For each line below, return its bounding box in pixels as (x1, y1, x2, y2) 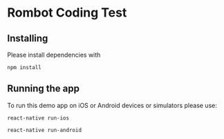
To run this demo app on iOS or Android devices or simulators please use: (7, 101, 218, 109)
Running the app (7, 83, 80, 95)
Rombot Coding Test (7, 5, 127, 21)
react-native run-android (7, 127, 82, 133)
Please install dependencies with (7, 50, 101, 59)
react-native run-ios (7, 114, 70, 122)
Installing (7, 33, 48, 44)
